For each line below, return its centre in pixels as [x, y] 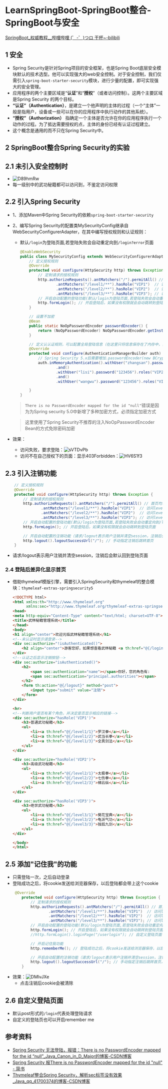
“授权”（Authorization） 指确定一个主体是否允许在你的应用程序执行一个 [87, 118]
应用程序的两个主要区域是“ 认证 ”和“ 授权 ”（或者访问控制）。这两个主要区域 [87, 93]
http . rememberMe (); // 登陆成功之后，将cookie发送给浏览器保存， [93, 948]
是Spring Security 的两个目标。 [44, 99]
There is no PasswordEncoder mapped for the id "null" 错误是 [90, 405]
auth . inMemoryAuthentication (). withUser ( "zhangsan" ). [95, 363]
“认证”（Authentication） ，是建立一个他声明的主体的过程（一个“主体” [84, 105]
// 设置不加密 [42, 317]
